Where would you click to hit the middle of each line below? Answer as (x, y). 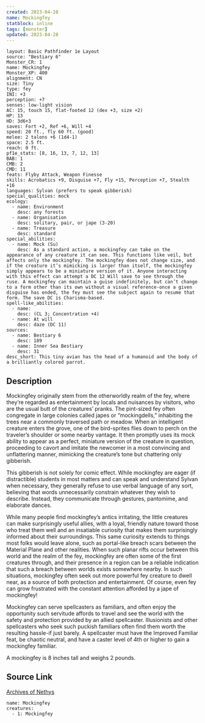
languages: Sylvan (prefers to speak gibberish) (69, 191)
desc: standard (37, 234)
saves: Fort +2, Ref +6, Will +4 (49, 127)
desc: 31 (28, 352)
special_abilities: (31, 239)
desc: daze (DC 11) (42, 325)
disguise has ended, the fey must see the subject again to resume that (101, 293)
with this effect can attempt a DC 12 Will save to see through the (95, 277)
